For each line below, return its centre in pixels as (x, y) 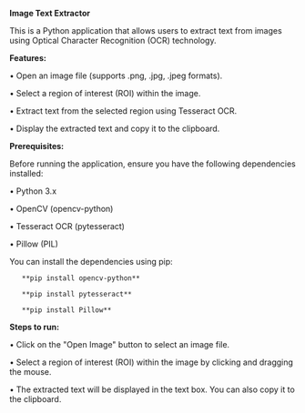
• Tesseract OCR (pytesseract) (67, 226)
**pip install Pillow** (66, 310)
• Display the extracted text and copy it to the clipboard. (115, 128)
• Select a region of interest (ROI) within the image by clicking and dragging (152, 362)
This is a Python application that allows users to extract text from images (146, 30)
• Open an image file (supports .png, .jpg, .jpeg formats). (116, 76)
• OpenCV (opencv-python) (61, 209)
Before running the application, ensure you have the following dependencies (152, 164)
